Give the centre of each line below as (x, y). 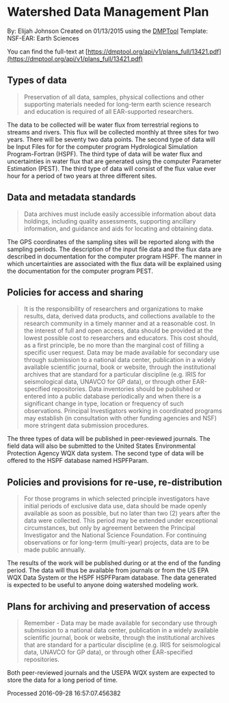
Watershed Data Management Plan (108, 12)
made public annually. (55, 550)
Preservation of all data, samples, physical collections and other (114, 97)
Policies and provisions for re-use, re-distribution (114, 482)
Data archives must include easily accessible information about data (120, 214)
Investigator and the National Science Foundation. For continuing (115, 535)
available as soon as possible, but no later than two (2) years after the (122, 513)
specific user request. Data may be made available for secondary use (122, 353)
